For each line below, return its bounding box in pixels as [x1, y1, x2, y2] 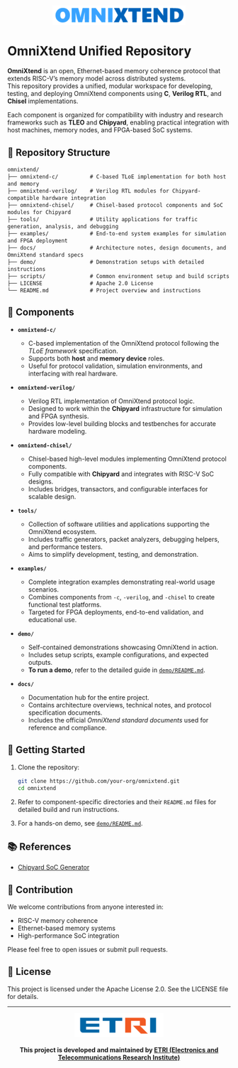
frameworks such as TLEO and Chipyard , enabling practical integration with [7, 118, 229, 127]
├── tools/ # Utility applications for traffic [7, 215, 198, 223]
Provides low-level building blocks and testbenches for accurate [28, 419, 216, 428]
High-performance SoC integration [17, 931, 120, 940]
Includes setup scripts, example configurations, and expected [28, 650, 209, 659]
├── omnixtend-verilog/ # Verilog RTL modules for [7, 187, 170, 194]
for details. [7, 992, 39, 1000]
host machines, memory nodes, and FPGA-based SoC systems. [7, 126, 193, 134]
